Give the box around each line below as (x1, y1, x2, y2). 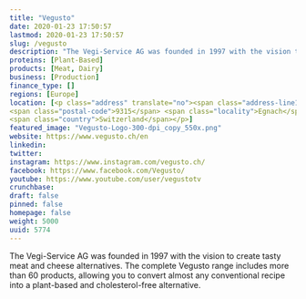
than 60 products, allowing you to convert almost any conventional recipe (9, 270, 285, 281)
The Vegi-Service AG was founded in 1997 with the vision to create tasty (9, 250, 281, 261)
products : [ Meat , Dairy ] (9, 65, 104, 74)
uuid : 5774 (9, 225, 51, 234)
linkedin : (9, 140, 47, 149)
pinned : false (9, 200, 64, 210)
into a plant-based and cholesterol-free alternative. (9, 279, 201, 290)
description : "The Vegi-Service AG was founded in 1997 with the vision (9, 47, 291, 57)
